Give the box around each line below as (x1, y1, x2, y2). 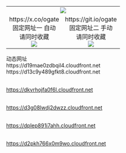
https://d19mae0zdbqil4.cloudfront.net (6, 62, 101, 69)
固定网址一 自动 (12, 24, 56, 32)
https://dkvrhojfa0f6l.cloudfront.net (6, 86, 93, 93)
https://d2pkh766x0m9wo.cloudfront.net (6, 140, 106, 147)
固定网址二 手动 (69, 24, 113, 32)
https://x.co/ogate (9, 15, 59, 23)
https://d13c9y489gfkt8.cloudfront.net (6, 68, 100, 75)
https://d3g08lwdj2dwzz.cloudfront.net (6, 104, 103, 111)
